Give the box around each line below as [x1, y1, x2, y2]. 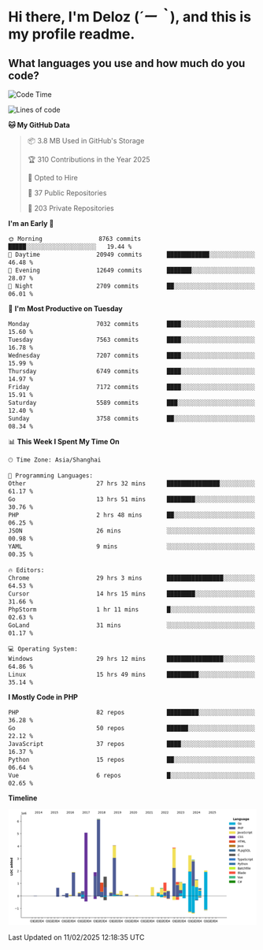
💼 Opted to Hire [27, 173, 79, 182]
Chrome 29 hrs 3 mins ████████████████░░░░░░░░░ [8, 574, 256, 582]
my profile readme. [8, 25, 135, 43]
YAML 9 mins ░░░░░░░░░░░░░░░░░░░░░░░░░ [8, 543, 256, 551]
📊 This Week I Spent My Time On [8, 437, 120, 446]
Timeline [8, 793, 38, 803]
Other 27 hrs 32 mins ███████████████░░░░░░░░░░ [8, 480, 256, 488]
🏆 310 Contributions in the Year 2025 [27, 155, 150, 164]
